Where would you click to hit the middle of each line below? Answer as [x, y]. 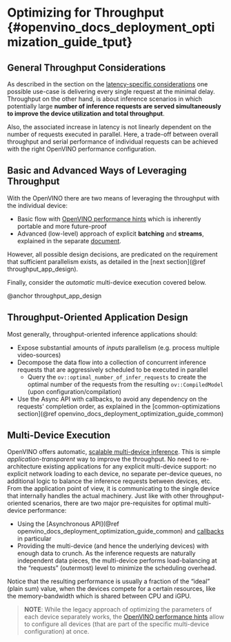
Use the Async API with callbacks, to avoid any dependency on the [112, 399]
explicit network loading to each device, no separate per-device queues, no [114, 474]
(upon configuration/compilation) [74, 391]
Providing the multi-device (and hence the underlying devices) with [113, 546]
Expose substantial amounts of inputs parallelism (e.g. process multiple [118, 348]
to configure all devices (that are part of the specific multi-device [117, 624]
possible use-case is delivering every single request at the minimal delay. [111, 92]
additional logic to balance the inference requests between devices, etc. [110, 481]
